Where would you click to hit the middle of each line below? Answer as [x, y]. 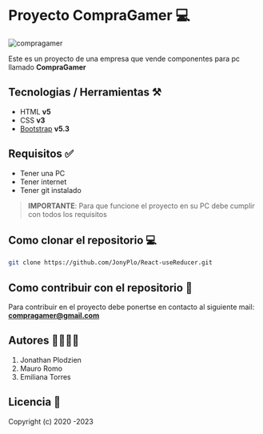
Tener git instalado [50, 190]
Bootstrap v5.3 [44, 128]
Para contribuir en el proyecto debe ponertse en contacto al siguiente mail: [131, 307]
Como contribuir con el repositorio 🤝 [101, 288]
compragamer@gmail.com [54, 315]
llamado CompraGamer [47, 67]
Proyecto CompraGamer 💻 [99, 16]
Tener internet [43, 182]
